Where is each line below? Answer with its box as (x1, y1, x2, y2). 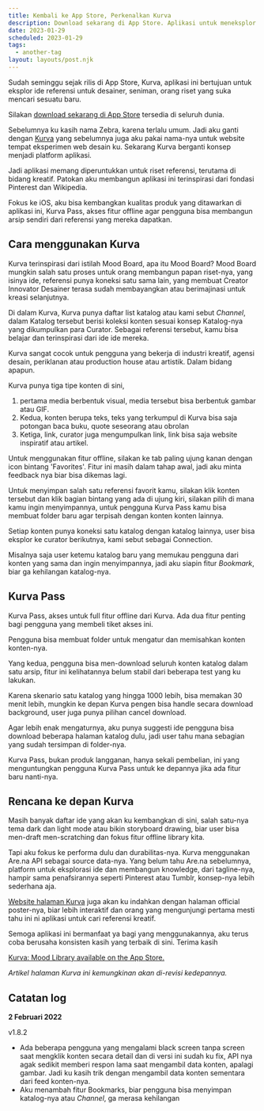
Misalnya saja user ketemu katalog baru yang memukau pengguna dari (8, 550, 239, 559)
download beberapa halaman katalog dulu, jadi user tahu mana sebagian (8, 731, 245, 741)
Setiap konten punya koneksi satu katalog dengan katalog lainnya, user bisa (8, 526, 255, 536)
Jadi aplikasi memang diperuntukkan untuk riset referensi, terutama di (8, 166, 236, 175)
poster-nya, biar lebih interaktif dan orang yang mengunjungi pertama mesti (8, 905, 255, 915)
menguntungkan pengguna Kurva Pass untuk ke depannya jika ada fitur (8, 763, 241, 773)
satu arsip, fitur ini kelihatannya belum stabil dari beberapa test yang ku (8, 666, 241, 676)
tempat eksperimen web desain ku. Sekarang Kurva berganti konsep (8, 142, 232, 151)
